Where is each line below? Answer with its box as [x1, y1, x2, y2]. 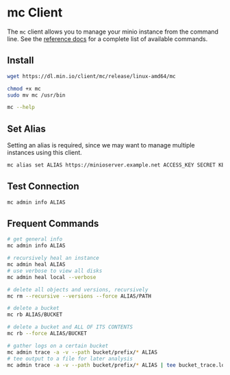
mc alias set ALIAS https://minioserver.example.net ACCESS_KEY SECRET [7, 162, 216, 169]
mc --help [7, 104, 36, 111]
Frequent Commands [7, 218, 99, 230]
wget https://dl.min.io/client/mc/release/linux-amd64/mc [7, 73, 176, 80]
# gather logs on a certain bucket [7, 342, 109, 349]
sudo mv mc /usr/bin [7, 91, 66, 99]
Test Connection [7, 180, 80, 193]
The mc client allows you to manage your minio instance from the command [7, 27, 219, 36]
